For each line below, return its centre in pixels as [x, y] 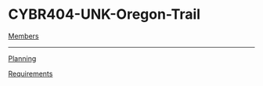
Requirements [31, 73]
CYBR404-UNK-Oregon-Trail [104, 14]
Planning [22, 58]
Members [23, 36]
